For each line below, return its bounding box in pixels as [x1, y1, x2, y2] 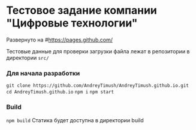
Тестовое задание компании [6, 4, 158, 17]
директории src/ [6, 54, 49, 61]
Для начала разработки [6, 69, 80, 77]
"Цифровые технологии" [6, 16, 138, 30]
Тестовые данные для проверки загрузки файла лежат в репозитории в [6, 47, 190, 55]
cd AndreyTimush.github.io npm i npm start [6, 89, 114, 95]
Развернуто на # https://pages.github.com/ [6, 36, 113, 43]
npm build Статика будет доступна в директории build [6, 116, 144, 123]
